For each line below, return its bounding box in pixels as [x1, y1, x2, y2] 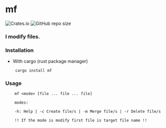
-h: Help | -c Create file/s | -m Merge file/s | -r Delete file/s [14, 109, 161, 114]
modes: [14, 100, 29, 105]
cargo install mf [15, 68, 52, 73]
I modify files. [5, 33, 40, 40]
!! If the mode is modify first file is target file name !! [14, 118, 147, 123]
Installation [5, 47, 34, 54]
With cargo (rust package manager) [12, 58, 88, 65]
